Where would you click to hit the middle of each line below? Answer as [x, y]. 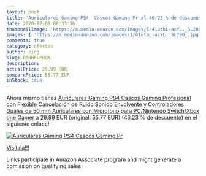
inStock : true [25, 80]
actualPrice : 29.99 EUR [37, 69]
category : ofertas [30, 47]
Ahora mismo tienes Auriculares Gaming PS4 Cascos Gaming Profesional [99, 98]
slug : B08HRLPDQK [29, 58]
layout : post [23, 12]
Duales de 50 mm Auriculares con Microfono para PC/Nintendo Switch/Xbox [103, 111]
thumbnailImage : [27, 29]
